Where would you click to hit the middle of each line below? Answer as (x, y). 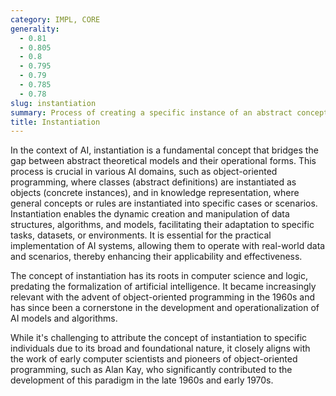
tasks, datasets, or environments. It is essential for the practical (141, 235)
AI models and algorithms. (64, 318)
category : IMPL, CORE (55, 19)
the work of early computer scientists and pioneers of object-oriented (154, 359)
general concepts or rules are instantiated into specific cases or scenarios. (164, 203)
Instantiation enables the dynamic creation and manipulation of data (150, 214)
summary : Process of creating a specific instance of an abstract (151, 112)
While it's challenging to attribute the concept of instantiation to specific (159, 338)
